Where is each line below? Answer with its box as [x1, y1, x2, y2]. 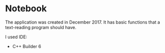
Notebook [5, 3, 47, 14]
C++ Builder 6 [12, 43, 41, 49]
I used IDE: [5, 34, 27, 40]
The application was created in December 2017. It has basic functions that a [5, 19, 161, 25]
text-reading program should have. [5, 24, 77, 30]
